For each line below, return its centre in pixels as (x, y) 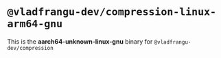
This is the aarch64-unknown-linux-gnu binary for (80, 41)
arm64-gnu (35, 24)
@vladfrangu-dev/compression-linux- (112, 12)
